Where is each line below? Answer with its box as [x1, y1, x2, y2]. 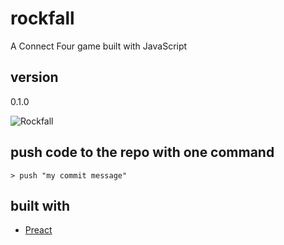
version [10, 69, 59, 86]
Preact [24, 224, 53, 236]
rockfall [10, 7, 75, 30]
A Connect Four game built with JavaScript [10, 40, 188, 52]
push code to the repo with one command [10, 144, 275, 161]
